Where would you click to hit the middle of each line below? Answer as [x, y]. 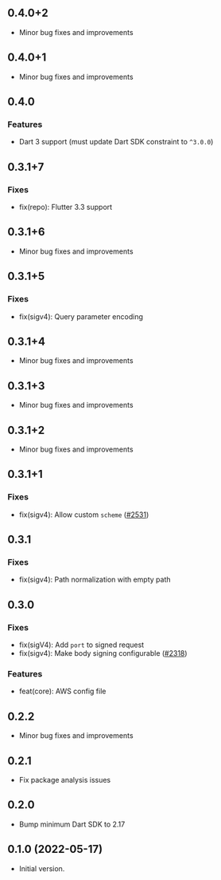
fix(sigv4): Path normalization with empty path [95, 580]
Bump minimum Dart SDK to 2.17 [72, 824]
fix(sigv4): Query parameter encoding [81, 316]
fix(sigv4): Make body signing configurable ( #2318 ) [103, 653]
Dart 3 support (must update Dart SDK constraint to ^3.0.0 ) [116, 142]
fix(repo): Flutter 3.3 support [66, 207]
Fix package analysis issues [65, 779]
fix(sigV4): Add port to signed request [81, 645]
